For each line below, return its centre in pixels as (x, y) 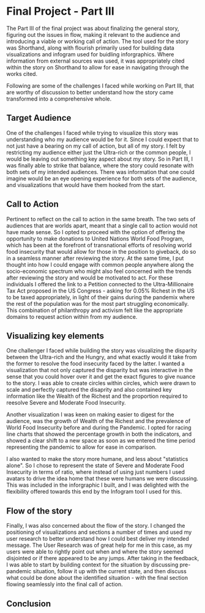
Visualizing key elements (55, 336)
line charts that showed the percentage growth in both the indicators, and (99, 434)
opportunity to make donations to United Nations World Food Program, (95, 238)
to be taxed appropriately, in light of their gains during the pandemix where (101, 297)
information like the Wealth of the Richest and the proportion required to (97, 396)
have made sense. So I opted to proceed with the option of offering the (96, 232)
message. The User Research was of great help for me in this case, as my (99, 545)
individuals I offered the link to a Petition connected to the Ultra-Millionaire (100, 284)
